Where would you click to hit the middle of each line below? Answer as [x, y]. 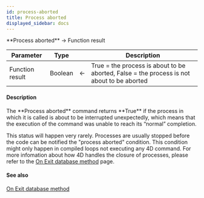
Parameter [27, 55]
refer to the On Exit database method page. [60, 161]
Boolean [62, 73]
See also [17, 175]
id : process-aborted [32, 12]
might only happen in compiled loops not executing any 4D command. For [99, 148]
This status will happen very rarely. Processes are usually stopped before [98, 135]
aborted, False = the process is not [140, 73]
